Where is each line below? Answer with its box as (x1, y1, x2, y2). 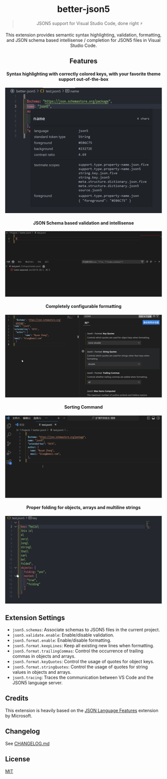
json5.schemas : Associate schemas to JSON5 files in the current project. (12, 627, 160, 633)
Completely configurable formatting (45, 303, 122, 309)
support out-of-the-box (58, 76, 109, 82)
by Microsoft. (5, 713, 32, 719)
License (5, 755, 30, 764)
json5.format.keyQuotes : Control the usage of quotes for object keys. (12, 659, 155, 665)
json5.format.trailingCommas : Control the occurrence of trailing (12, 648, 144, 654)
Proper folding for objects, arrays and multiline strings (26, 505, 141, 511)
